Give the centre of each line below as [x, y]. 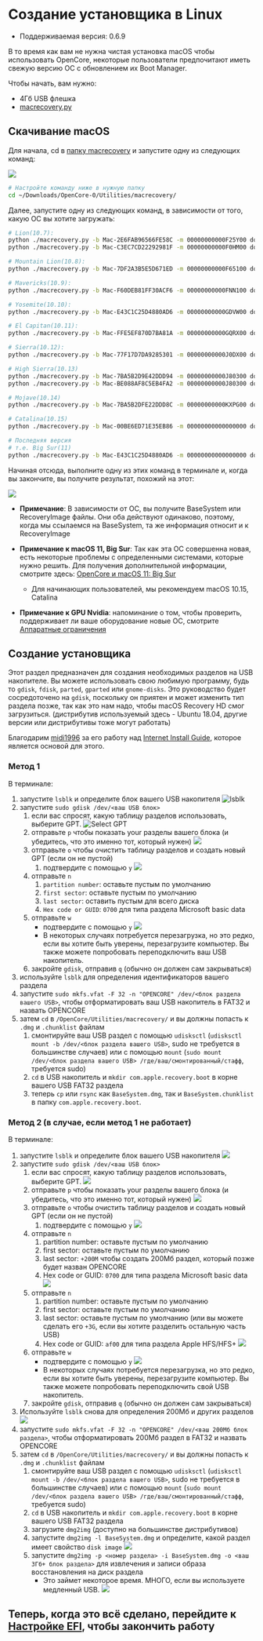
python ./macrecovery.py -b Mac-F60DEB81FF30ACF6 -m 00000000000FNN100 [127, 290]
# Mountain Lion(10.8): [47, 262]
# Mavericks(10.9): [40, 283]
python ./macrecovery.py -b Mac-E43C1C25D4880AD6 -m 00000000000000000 [127, 455]
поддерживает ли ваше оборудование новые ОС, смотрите [119, 621]
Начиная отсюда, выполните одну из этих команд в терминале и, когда [128, 470]
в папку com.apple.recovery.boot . [86, 1102]
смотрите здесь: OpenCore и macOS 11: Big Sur [97, 574]
